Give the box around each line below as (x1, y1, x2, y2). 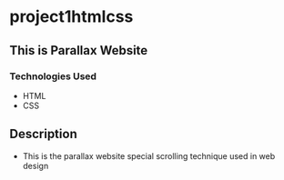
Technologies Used (9, 70, 97, 83)
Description (9, 126, 77, 142)
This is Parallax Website (9, 43, 148, 58)
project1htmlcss (9, 6, 134, 27)
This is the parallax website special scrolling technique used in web (22, 150, 276, 161)
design (22, 160, 49, 171)
